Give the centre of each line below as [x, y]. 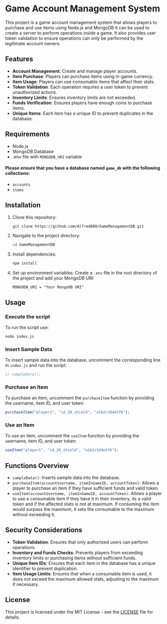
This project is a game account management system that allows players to [81, 22]
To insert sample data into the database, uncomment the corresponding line [83, 360]
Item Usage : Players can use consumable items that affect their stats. [83, 81]
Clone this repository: [34, 217]
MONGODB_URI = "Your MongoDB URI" [48, 287]
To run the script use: [27, 327]
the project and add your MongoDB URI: [53, 278]
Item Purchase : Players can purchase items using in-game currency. [83, 76]
